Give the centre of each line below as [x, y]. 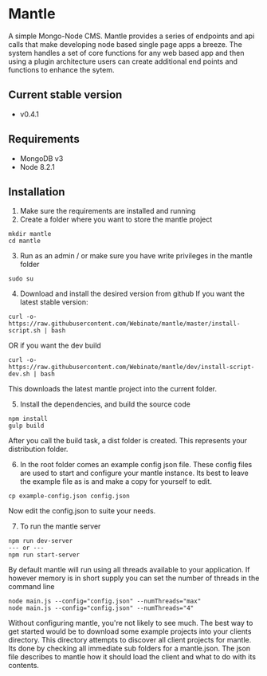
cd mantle [25, 241]
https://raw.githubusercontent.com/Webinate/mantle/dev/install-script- [132, 367]
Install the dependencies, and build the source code [105, 404]
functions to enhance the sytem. [61, 69]
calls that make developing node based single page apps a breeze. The [126, 44]
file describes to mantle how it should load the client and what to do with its [132, 657]
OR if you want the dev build [55, 346]
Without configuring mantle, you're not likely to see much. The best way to [131, 623]
